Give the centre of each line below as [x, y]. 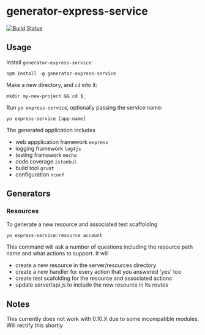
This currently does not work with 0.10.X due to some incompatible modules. [103, 319]
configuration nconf [40, 174]
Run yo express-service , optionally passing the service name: [84, 107]
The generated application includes [51, 130]
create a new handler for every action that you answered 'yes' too [98, 272]
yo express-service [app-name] [46, 119]
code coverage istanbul [46, 161]
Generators [28, 194]
